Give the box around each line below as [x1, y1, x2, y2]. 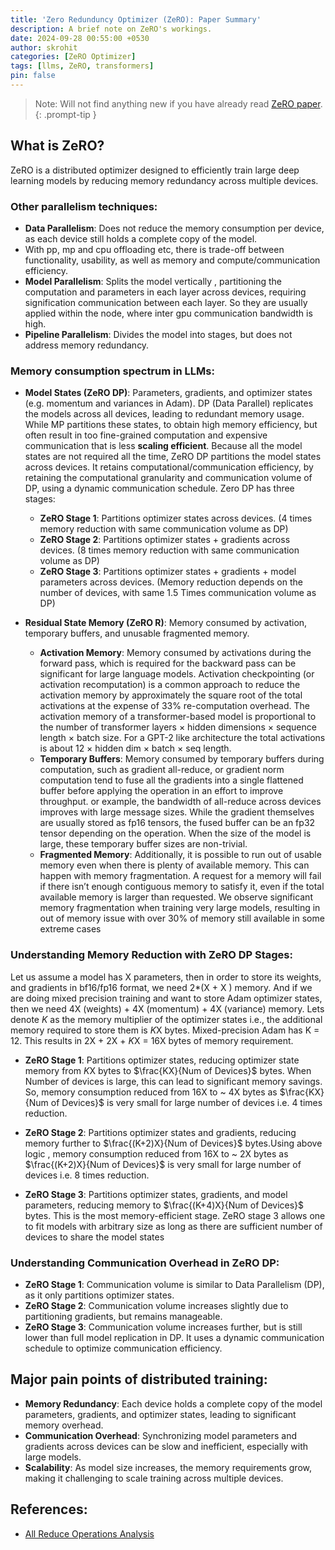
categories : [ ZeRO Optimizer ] [10, 52, 137, 62]
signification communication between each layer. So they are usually [24, 296, 308, 308]
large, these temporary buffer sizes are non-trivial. [39, 838, 248, 850]
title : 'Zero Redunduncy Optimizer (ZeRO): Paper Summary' [10, 14, 262, 25]
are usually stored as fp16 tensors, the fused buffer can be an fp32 [39, 817, 316, 829]
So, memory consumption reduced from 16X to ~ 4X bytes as [24, 1086, 278, 1098]
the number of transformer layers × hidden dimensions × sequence [39, 721, 317, 733]
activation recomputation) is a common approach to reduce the [39, 679, 301, 691]
